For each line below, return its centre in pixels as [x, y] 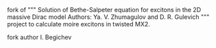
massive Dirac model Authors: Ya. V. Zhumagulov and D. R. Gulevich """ [108, 17]
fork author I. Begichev [39, 37]
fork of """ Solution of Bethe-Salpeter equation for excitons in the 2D [104, 10]
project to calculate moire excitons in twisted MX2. [79, 24]
